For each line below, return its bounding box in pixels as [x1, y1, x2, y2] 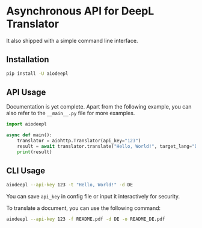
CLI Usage [6, 166, 46, 176]
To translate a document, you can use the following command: [6, 204, 161, 212]
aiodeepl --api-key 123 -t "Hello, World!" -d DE [6, 182, 133, 188]
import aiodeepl [6, 121, 47, 127]
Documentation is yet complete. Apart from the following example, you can [6, 103, 192, 110]
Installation [6, 54, 49, 65]
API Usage [6, 87, 46, 98]
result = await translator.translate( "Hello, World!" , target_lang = [17, 144, 192, 150]
